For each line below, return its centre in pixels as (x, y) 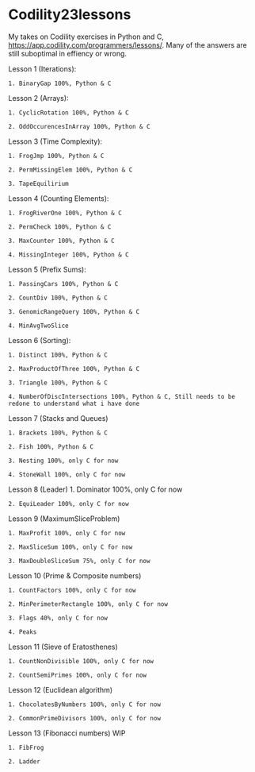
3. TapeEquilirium (38, 183)
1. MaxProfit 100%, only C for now (67, 533)
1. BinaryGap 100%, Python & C (60, 83)
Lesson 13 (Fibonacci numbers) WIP (67, 733)
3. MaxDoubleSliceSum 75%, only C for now (79, 561)
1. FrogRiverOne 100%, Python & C (65, 213)
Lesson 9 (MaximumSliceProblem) (64, 519)
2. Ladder (25, 761)
